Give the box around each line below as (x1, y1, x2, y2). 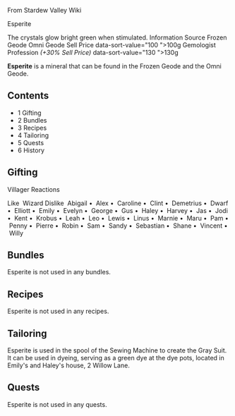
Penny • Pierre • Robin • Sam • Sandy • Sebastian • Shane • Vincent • (8, 221, 228, 230)
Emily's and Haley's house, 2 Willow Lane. (7, 361, 131, 369)
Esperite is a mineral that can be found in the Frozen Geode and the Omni (7, 62, 222, 70)
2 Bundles (17, 116, 47, 124)
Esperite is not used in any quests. (7, 400, 107, 408)
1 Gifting (17, 109, 42, 117)
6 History (17, 146, 44, 154)
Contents (7, 90, 49, 102)
